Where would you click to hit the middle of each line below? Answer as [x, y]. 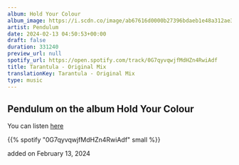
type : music [25, 80]
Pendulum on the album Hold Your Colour [101, 108]
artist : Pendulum [33, 27]
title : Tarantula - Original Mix [57, 67]
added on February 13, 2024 [49, 154]
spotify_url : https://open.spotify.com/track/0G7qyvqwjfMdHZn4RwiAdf [113, 60]
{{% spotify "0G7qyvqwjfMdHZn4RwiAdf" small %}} [84, 140]
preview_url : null [34, 54]
